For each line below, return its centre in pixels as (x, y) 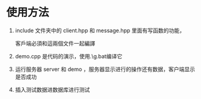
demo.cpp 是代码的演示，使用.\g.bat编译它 (69, 56)
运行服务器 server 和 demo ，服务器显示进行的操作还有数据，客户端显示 (105, 69)
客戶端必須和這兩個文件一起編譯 (55, 43)
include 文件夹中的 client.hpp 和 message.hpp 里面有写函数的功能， (100, 30)
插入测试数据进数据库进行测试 (52, 89)
